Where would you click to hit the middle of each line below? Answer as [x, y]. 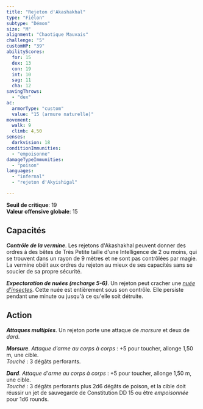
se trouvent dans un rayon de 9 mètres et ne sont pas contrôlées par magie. [102, 258]
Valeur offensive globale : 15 [42, 211]
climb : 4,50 [27, 131]
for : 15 [22, 57]
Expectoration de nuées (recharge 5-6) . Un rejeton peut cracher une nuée [101, 283]
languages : [20, 171]
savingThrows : [24, 92]
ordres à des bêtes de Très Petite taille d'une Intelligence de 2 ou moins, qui [101, 252]
